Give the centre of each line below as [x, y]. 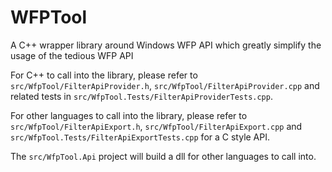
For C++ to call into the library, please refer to [104, 75]
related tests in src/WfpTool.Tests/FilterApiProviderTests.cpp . [141, 96]
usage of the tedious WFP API [72, 55]
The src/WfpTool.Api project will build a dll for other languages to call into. [163, 156]
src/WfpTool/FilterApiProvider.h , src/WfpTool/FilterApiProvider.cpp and [165, 85]
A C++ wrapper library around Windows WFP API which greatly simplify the [166, 45]
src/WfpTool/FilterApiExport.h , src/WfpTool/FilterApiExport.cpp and [156, 126]
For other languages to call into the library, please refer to [129, 115]
